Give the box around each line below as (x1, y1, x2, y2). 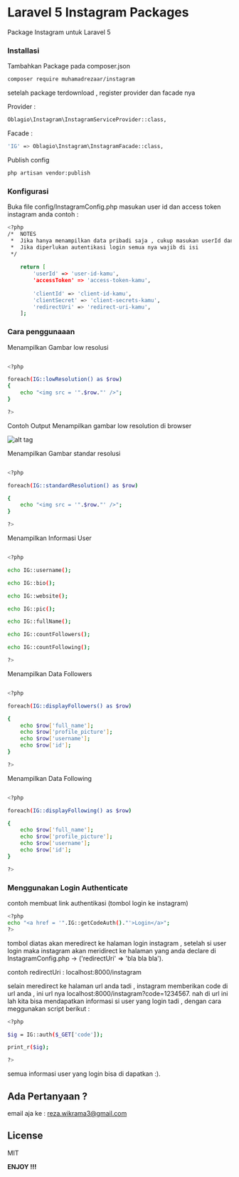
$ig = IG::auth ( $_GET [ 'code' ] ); (7, 1031, 103, 1038)
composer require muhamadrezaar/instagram (7, 76, 135, 83)
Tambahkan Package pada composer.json (7, 62, 130, 71)
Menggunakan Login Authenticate (7, 883, 128, 893)
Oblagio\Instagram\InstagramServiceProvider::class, (7, 116, 167, 123)
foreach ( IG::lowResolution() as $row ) (7, 375, 122, 383)
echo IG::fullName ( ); (7, 618, 72, 626)
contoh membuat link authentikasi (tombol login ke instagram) (7, 899, 188, 907)
